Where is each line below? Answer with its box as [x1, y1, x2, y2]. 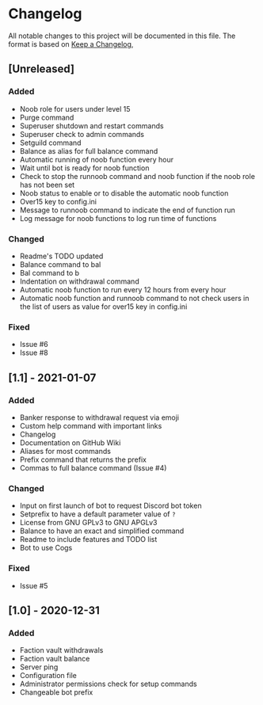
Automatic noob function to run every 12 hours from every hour [19, 284, 227, 294]
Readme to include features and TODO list [19, 535, 158, 544]
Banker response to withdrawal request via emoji [19, 413, 180, 422]
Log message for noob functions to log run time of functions [19, 213, 217, 223]
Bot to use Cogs [19, 543, 73, 553]
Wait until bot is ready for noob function [19, 163, 150, 173]
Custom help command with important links [19, 421, 162, 430]
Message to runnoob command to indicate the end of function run [19, 205, 236, 215]
